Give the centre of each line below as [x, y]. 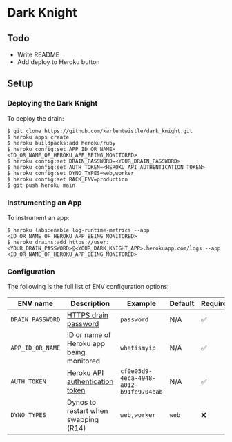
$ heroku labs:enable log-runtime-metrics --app [78, 230]
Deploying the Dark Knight [52, 103]
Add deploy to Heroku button [58, 62]
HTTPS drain [88, 315]
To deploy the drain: [36, 118]
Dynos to [81, 403]
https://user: [89, 242]
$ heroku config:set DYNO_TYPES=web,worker [71, 173]
